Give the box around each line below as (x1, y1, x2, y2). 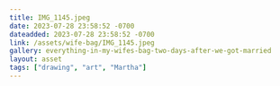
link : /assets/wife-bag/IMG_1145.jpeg (9, 38, 155, 47)
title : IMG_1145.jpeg (9, 13, 91, 22)
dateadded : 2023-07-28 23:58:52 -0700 (9, 30, 155, 39)
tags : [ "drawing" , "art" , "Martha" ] (9, 64, 147, 73)
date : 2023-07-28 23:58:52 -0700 (9, 21, 135, 30)
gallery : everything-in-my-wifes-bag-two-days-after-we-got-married (9, 47, 272, 56)
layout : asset (9, 55, 63, 64)
